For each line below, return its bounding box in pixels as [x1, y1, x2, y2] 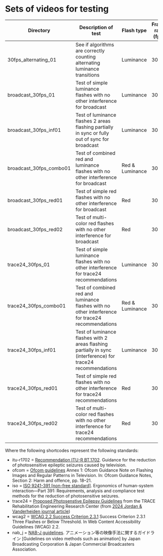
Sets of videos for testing [5, 3, 109, 15]
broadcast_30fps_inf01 [7, 127, 62, 133]
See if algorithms [75, 41, 114, 48]
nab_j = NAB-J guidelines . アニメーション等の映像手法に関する [12, 529, 138, 535]
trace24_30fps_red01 [7, 384, 58, 391]
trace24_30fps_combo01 [7, 302, 66, 309]
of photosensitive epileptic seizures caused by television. [12, 462, 127, 468]
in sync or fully [75, 129, 109, 136]
